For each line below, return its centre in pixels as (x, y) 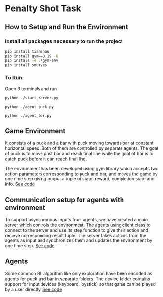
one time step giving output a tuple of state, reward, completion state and (80, 179)
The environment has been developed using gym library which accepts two (82, 169)
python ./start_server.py (32, 98)
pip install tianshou (27, 51)
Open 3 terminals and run (31, 89)
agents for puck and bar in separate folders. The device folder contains (78, 279)
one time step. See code (30, 245)
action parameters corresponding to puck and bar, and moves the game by (81, 174)
